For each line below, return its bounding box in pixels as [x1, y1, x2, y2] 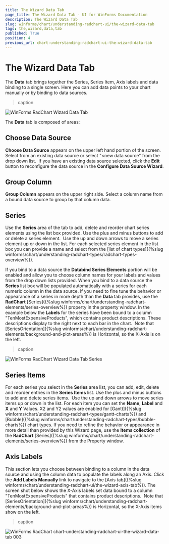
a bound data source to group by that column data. [5, 197, 111, 203]
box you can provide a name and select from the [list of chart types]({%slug [5, 246, 163, 252]
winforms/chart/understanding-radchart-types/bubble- [40, 416, 156, 422]
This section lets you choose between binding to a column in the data [5, 466, 150, 472]
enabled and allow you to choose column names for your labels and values [5, 272, 160, 278]
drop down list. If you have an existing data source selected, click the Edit [5, 158, 160, 164]
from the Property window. [68, 438, 124, 444]
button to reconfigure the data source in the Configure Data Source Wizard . [5, 163, 164, 169]
